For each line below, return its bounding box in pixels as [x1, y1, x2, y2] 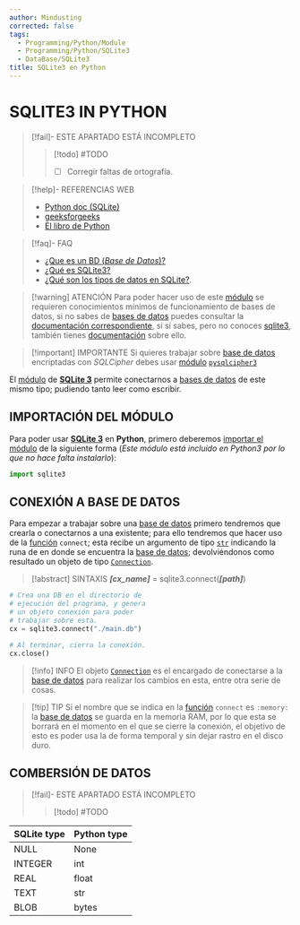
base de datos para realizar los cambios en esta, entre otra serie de [30, 674, 281, 686]
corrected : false [9, 22, 74, 30]
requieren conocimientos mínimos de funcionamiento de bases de [30, 301, 276, 312]
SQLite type [13, 828, 65, 841]
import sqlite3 [9, 470, 66, 479]
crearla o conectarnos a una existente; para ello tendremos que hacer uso [9, 528, 283, 539]
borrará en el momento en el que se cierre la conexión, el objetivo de [30, 721, 286, 731]
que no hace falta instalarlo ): [9, 452, 116, 462]
